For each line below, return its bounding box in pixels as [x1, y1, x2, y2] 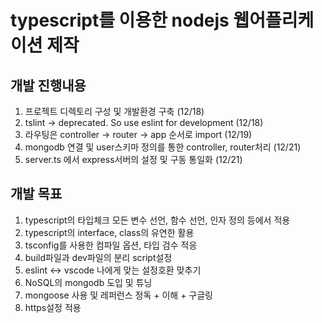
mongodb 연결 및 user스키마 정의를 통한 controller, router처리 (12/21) [24, 141, 302, 153]
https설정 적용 [24, 301, 82, 313]
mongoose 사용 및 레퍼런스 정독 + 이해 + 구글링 [24, 289, 213, 301]
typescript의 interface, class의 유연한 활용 [24, 226, 195, 238]
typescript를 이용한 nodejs [10, 9, 230, 32]
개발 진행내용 [10, 77, 87, 94]
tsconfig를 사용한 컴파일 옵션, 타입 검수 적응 [24, 239, 198, 251]
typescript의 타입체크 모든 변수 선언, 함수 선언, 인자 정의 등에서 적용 [24, 214, 291, 226]
